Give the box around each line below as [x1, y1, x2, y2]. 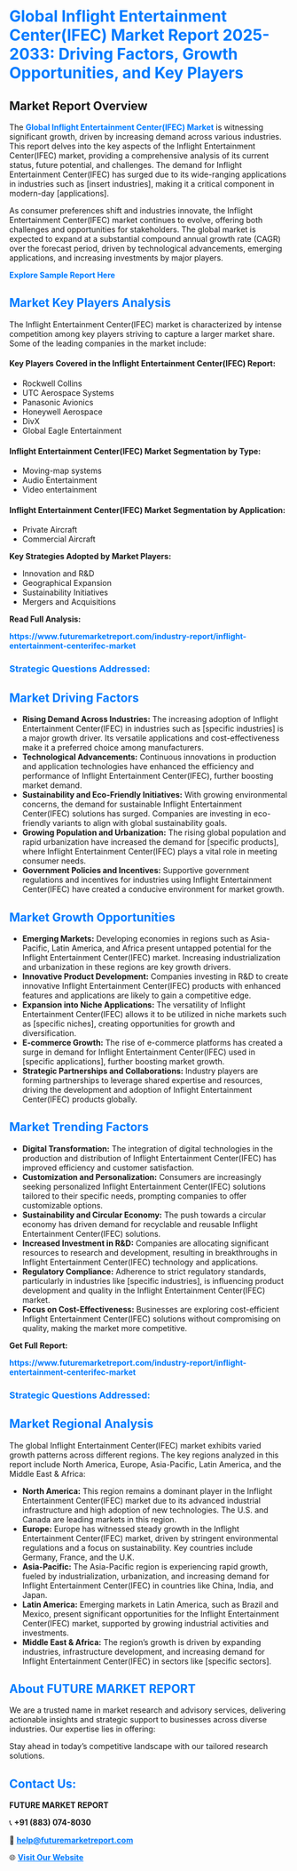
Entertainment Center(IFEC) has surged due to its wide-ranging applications [9, 169, 286, 180]
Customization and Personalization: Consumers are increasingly [21, 1171, 262, 1182]
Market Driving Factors [9, 690, 139, 705]
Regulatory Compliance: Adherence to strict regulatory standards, [21, 1265, 267, 1277]
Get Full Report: [9, 1340, 68, 1351]
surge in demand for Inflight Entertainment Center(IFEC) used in [21, 1047, 255, 1057]
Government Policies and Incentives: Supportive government [21, 865, 250, 876]
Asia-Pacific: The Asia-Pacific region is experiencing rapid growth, [21, 1561, 269, 1571]
